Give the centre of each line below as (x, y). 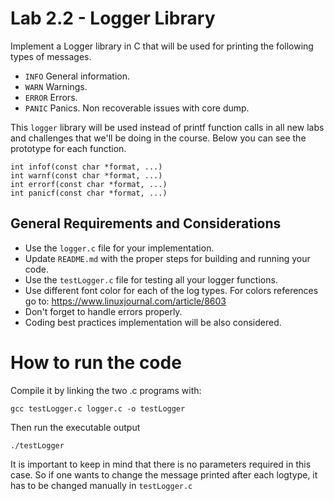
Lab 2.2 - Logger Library (113, 18)
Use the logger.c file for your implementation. (119, 248)
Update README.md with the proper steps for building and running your (167, 258)
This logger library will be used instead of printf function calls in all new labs (167, 127)
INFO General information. (77, 76)
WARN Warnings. (56, 86)
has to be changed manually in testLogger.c (101, 485)
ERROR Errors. (51, 97)
